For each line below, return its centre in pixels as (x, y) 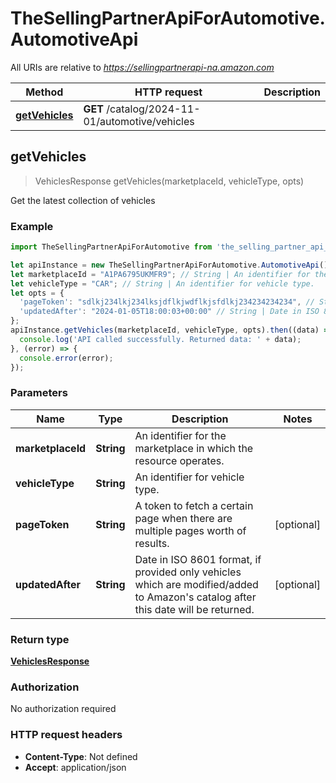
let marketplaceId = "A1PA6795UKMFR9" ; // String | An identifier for (160, 274)
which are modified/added (196, 584)
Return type (40, 639)
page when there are (183, 518)
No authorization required (63, 709)
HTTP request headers (66, 735)
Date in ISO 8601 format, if (198, 559)
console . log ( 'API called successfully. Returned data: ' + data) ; (160, 339)
